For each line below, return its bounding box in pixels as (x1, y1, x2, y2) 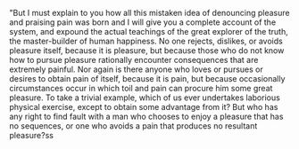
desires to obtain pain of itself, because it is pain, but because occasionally (9, 74, 286, 83)
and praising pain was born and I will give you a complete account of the (9, 17, 277, 27)
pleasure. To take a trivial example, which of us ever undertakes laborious (9, 92, 281, 103)
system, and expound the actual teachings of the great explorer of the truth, (9, 27, 288, 36)
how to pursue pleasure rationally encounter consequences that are (9, 55, 259, 65)
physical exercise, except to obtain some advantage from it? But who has (9, 102, 278, 112)
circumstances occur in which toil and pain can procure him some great (9, 83, 273, 93)
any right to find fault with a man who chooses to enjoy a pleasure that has (9, 111, 284, 122)
